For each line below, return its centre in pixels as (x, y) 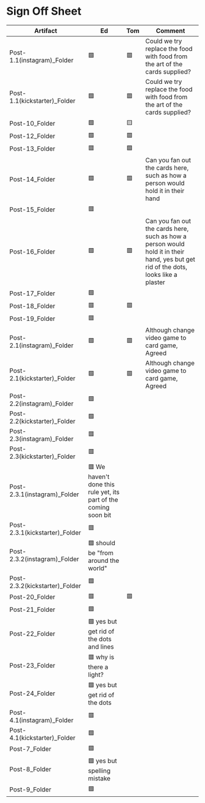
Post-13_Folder (32, 149)
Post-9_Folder (31, 790)
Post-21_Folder (32, 609)
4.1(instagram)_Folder (41, 720)
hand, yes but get (170, 259)
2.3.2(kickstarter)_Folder (45, 586)
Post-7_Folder (31, 749)
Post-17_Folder (32, 293)
